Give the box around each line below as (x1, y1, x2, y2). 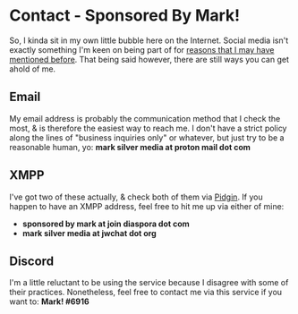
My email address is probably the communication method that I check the (9, 113, 281, 123)
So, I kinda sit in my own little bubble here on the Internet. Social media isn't (9, 35, 289, 46)
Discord (9, 253, 55, 268)
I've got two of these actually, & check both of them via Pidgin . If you (9, 191, 263, 202)
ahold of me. (9, 64, 56, 74)
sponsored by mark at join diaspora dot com (21, 218, 190, 229)
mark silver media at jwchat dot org (21, 227, 157, 238)
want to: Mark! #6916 (9, 296, 89, 307)
